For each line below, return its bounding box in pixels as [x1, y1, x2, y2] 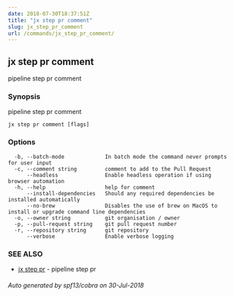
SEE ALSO [8, 249, 43, 259]
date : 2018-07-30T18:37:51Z [8, 10, 90, 17]
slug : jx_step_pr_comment [8, 23, 83, 30]
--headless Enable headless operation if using [26, 171, 212, 178]
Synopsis [8, 92, 41, 101]
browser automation [8, 178, 65, 185]
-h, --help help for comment [14, 183, 156, 191]
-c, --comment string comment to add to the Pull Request [14, 165, 212, 172]
